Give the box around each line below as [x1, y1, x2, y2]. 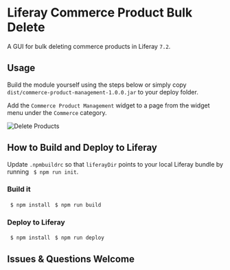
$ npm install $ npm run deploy [10, 234, 104, 242]
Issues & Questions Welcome [7, 253, 135, 264]
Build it [7, 185, 31, 194]
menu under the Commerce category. [7, 108, 107, 116]
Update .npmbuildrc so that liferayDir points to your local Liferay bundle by [7, 160, 224, 168]
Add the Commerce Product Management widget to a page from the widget [7, 101, 210, 110]
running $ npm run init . [7, 167, 79, 176]
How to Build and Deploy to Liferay [7, 142, 158, 154]
